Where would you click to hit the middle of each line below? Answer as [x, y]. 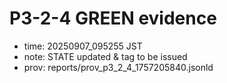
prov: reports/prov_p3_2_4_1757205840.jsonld [118, 67]
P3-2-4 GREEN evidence [113, 18]
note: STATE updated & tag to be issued [105, 56]
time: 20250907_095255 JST [83, 46]
